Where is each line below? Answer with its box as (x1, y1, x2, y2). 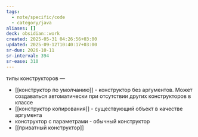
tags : (6, 8, 20, 15)
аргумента (14, 111, 42, 119)
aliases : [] (6, 25, 36, 31)
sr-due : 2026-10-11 (6, 47, 55, 53)
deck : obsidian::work (6, 31, 60, 37)
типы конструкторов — (6, 75, 66, 82)
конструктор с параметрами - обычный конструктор (14, 117, 150, 125)
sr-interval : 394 (6, 53, 49, 59)
